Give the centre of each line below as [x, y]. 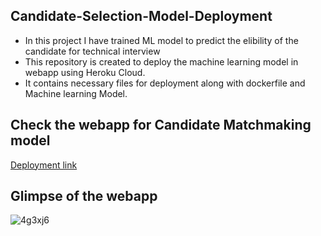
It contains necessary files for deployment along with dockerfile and [165, 83]
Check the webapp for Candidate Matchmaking [161, 125]
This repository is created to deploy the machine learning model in [161, 61]
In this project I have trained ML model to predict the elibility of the [161, 40]
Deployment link [44, 165]
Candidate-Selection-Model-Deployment [141, 16]
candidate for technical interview [92, 51]
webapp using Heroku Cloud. [85, 72]
